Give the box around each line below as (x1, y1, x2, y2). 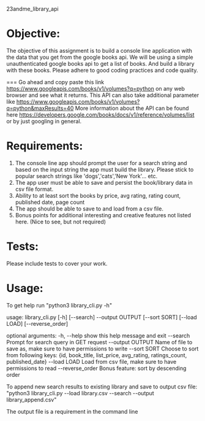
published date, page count (15, 198, 85, 206)
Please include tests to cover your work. (6, 260, 108, 267)
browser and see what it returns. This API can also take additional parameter (6, 91, 199, 99)
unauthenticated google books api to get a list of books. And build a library (6, 60, 195, 67)
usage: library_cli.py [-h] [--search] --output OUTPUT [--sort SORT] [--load (6, 313, 197, 321)
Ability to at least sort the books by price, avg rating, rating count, (15, 191, 181, 199)
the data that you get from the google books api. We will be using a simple (6, 53, 194, 61)
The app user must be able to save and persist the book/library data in (15, 179, 193, 186)
